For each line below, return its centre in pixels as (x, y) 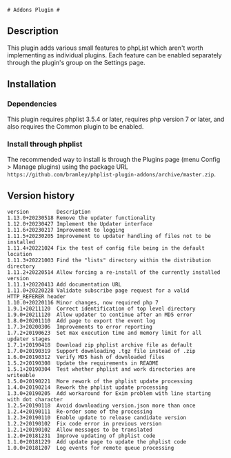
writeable (21, 375)
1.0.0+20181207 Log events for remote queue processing (91, 448)
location (20, 254)
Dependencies (32, 104)
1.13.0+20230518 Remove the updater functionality (81, 218)
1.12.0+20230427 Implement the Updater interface (80, 224)
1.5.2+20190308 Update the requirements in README (83, 363)
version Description (49, 212)
